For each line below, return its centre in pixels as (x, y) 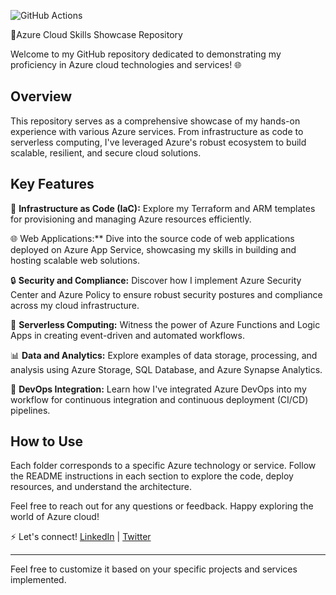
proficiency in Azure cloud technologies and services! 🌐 (126, 64)
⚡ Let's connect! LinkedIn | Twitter (81, 537)
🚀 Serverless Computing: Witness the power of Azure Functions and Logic (165, 324)
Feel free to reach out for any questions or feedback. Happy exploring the (162, 506)
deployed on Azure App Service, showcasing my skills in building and (153, 249)
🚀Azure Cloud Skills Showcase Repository (96, 34)
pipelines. (30, 410)
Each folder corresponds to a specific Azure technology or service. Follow (163, 466)
